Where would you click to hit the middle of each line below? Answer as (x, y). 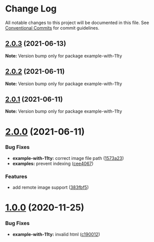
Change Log (31, 9)
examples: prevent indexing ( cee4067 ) (53, 163)
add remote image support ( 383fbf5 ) (50, 187)
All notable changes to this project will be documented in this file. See (77, 23)
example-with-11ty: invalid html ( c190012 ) (56, 234)
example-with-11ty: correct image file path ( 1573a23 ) (68, 158)
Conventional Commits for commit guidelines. (52, 28)
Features (16, 176)
